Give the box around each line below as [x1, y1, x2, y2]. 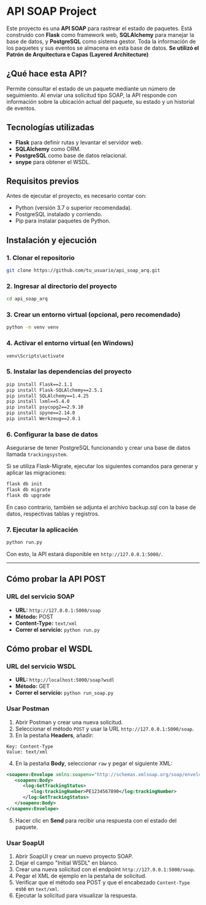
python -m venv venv [6, 324, 59, 331]
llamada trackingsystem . [6, 450, 68, 458]
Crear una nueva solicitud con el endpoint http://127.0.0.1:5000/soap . [15, 866, 196, 873]
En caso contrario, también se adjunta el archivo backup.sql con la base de [6, 503, 196, 511]
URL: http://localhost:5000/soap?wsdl [15, 676, 115, 683]
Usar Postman [6, 705, 50, 713]
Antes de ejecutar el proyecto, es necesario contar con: [6, 192, 147, 200]
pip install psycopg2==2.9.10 [6, 404, 84, 410]
